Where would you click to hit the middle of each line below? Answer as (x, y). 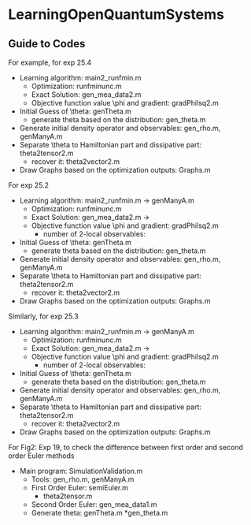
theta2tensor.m (68, 496)
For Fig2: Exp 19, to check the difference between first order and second (126, 447)
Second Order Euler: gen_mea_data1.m (94, 505)
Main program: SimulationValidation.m (81, 471)
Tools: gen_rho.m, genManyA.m (83, 479)
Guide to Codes (47, 44)
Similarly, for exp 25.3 (43, 316)
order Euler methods (41, 456)
